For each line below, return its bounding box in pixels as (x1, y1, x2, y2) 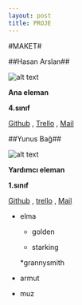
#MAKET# (8, 41, 42, 50)
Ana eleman (8, 87, 49, 97)
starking (31, 242, 59, 252)
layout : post (8, 11, 52, 20)
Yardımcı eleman (8, 164, 65, 174)
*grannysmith (19, 257, 65, 267)
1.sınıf (8, 180, 29, 190)
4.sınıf (8, 103, 30, 113)
